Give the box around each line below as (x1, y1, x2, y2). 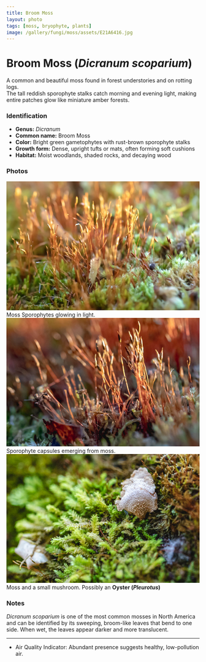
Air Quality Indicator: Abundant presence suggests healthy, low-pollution (15, 644, 199, 651)
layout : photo (6, 16, 43, 23)
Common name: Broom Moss (15, 132, 91, 139)
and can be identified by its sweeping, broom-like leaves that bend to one (6, 620, 193, 627)
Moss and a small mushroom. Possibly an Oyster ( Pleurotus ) (6, 583, 161, 591)
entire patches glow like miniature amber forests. (6, 96, 130, 104)
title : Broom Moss (6, 10, 53, 16)
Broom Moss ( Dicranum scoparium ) (6, 56, 193, 71)
